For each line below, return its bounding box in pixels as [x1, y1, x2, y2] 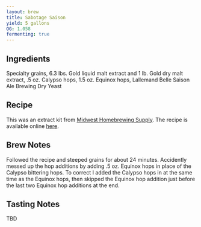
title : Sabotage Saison [6, 14, 66, 21]
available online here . [6, 122, 59, 130]
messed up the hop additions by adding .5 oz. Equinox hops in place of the [6, 162, 191, 170]
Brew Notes [6, 140, 51, 150]
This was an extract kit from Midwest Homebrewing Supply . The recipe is [6, 116, 188, 123]
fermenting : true [6, 31, 50, 37]
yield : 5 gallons [6, 20, 50, 26]
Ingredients [6, 54, 51, 64]
